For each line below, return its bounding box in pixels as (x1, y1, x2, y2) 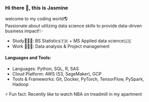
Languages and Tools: (5, 54, 52, 60)
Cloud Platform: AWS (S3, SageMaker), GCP (12, 71, 102, 76)
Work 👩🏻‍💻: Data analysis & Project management (12, 44, 110, 50)
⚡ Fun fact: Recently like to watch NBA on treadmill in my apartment (5, 91, 142, 97)
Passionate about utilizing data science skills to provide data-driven (5, 23, 142, 29)
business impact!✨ (5, 28, 43, 34)
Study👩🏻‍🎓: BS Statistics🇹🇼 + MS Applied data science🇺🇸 (12, 38, 132, 44)
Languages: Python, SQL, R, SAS (12, 66, 79, 72)
